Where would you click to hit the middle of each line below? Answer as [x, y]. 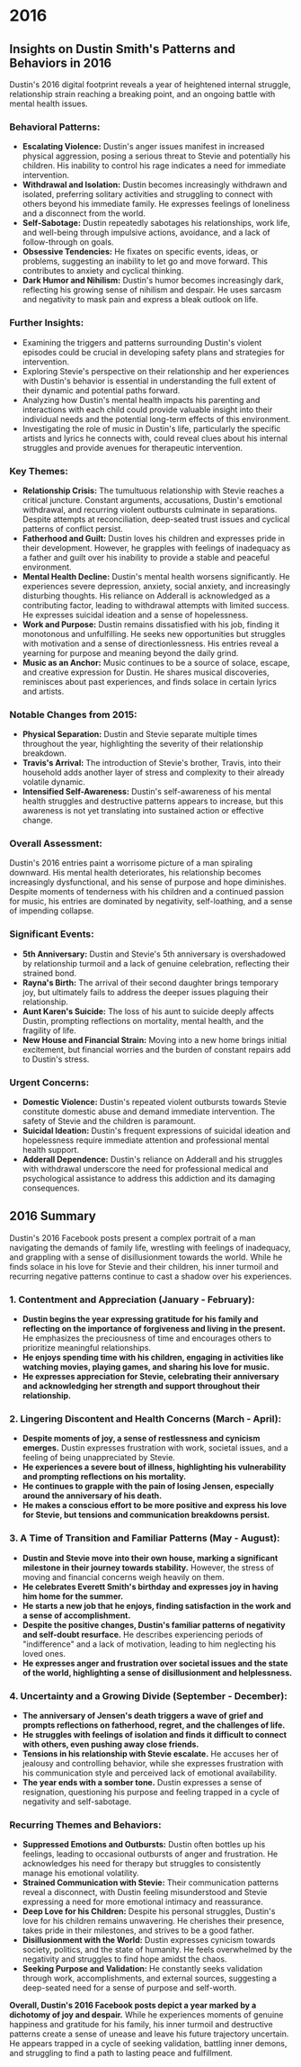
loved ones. [44, 1653]
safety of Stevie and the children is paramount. [109, 1121]
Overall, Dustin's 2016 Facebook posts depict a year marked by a [133, 2005]
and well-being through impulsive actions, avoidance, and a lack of [146, 233]
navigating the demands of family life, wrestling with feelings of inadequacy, [150, 1247]
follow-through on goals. [68, 242]
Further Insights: [47, 323]
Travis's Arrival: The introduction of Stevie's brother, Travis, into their [151, 763]
